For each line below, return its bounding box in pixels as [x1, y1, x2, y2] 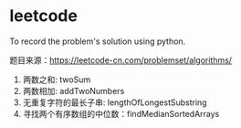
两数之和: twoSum [22, 74, 91, 85]
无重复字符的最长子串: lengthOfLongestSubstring [22, 97, 207, 108]
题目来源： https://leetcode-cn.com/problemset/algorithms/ [9, 54, 233, 65]
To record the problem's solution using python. [9, 36, 186, 47]
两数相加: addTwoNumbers [22, 85, 125, 96]
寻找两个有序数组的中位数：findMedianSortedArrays [22, 108, 220, 119]
